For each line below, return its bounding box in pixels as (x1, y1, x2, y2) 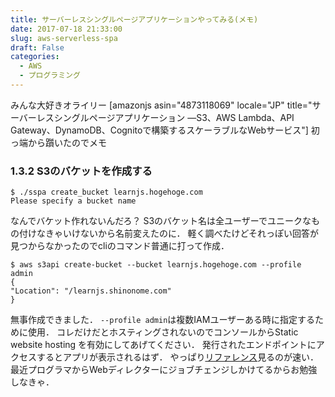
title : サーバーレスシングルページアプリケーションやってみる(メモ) (10, 14, 259, 25)
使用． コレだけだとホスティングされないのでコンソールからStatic (27, 326, 299, 338)
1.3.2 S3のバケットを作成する (10, 164, 153, 178)
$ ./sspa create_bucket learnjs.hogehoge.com (10, 187, 203, 198)
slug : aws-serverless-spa (10, 33, 118, 43)
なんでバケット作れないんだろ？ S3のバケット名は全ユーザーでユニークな (10, 215, 312, 227)
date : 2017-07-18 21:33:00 (10, 24, 123, 34)
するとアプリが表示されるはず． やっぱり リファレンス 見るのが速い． (36, 351, 320, 363)
